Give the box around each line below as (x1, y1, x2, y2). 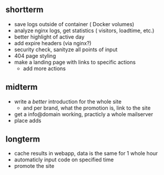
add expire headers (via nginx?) (14, 39, 92, 46)
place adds (14, 117, 42, 124)
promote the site (14, 162, 54, 170)
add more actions (22, 65, 66, 72)
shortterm (5, 5, 44, 15)
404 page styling (14, 52, 56, 59)
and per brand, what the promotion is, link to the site (22, 104, 151, 111)
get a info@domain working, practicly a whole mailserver (14, 110, 153, 118)
